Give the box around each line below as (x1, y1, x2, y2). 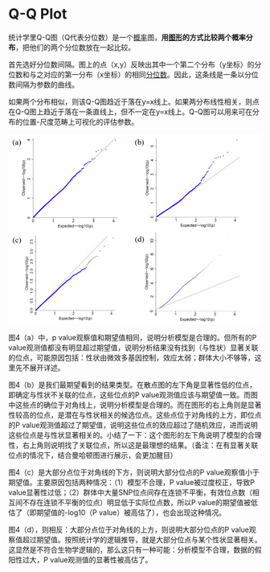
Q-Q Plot (8, 5, 67, 23)
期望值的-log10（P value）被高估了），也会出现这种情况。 (35, 508, 227, 517)
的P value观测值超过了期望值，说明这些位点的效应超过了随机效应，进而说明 (8, 420, 259, 430)
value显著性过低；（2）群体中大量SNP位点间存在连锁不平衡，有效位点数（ (8, 488, 253, 497)
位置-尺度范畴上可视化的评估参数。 (22, 117, 139, 126)
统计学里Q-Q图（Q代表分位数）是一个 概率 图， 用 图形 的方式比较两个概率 (8, 32, 247, 42)
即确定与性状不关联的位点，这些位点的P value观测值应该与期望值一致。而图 (8, 390, 259, 400)
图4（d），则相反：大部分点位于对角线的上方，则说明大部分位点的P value (8, 525, 249, 535)
